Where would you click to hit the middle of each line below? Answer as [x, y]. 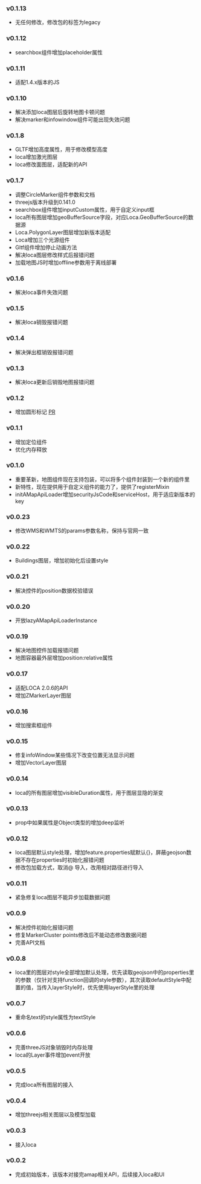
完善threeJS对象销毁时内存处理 [54, 1047]
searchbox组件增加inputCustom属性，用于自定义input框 [85, 209]
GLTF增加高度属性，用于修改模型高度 [61, 150]
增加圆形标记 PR [35, 412]
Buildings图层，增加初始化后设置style [62, 561]
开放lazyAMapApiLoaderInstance [56, 620]
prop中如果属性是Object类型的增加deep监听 [70, 823]
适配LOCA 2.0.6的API [41, 688]
